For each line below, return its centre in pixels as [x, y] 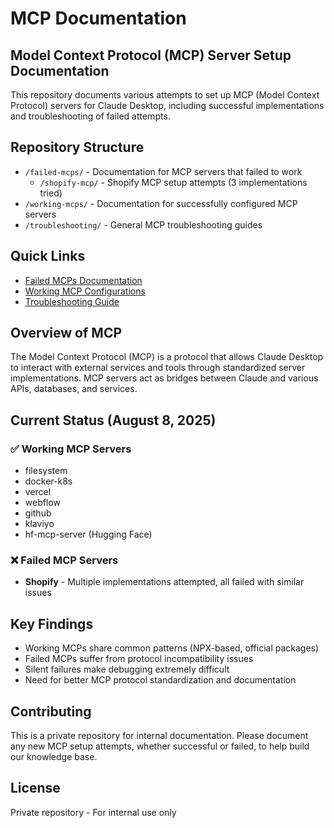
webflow [42, 503]
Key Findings [52, 623]
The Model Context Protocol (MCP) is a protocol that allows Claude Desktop [167, 357]
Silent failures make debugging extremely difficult [127, 669]
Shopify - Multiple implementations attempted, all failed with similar [164, 582]
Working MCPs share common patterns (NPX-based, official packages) [172, 648]
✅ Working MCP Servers [71, 449]
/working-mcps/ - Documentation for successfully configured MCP [161, 203]
